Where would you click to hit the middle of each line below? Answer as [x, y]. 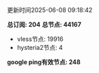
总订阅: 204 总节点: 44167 [44, 25]
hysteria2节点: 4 [40, 47]
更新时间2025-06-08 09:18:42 [50, 10]
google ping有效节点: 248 [44, 62]
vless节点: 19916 [40, 39]
